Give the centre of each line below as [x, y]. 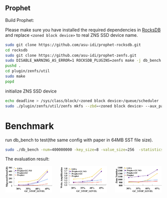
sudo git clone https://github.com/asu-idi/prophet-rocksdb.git [73, 45]
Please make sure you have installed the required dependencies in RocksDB [83, 30]
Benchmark [30, 126]
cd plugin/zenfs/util [28, 71]
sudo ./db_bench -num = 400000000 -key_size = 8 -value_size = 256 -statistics [84, 149]
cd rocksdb [16, 50]
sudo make [15, 77]
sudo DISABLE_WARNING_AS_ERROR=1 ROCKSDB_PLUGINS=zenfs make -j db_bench [83, 61]
